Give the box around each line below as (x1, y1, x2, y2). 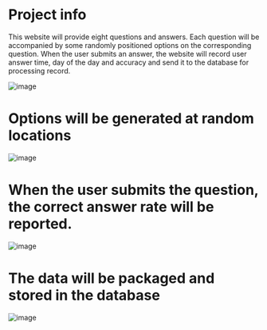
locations (8, 126, 72, 145)
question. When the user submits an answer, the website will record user (8, 49, 247, 58)
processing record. (8, 66, 71, 75)
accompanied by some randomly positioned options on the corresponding (8, 40, 252, 50)
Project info (8, 6, 87, 24)
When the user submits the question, (8, 181, 259, 199)
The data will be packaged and (8, 269, 215, 287)
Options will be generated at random (8, 109, 255, 128)
